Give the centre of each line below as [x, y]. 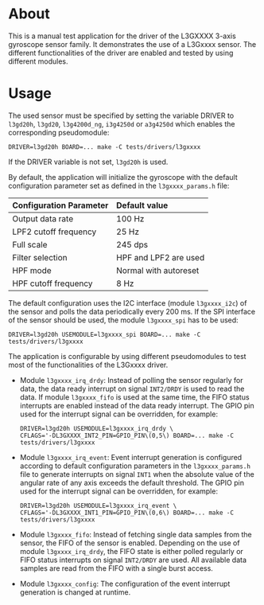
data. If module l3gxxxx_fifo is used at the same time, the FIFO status [134, 397]
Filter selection [40, 257]
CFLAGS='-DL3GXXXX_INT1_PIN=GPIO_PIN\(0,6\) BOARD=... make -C [127, 513]
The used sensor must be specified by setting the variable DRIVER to [121, 115]
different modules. [39, 61]
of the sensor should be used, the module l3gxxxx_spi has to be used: [123, 320]
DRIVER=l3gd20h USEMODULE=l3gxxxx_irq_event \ [98, 505]
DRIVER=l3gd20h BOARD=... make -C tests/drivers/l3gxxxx [105, 147]
